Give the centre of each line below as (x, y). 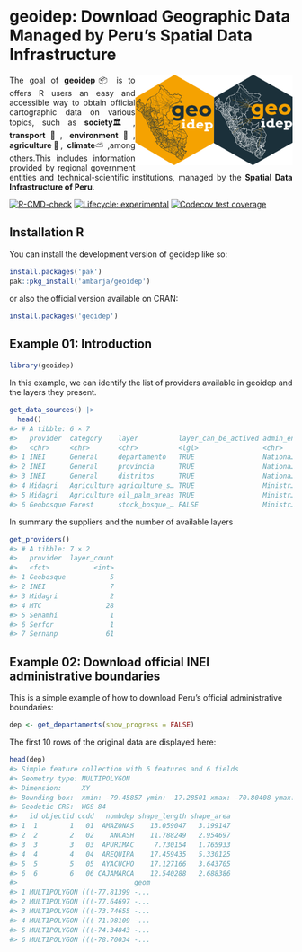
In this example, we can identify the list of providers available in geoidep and (151, 383)
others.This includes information (72, 158)
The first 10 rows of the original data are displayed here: (113, 742)
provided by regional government (72, 167)
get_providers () (40, 539)
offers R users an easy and (72, 93)
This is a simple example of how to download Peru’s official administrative (146, 698)
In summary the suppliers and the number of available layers (121, 522)
